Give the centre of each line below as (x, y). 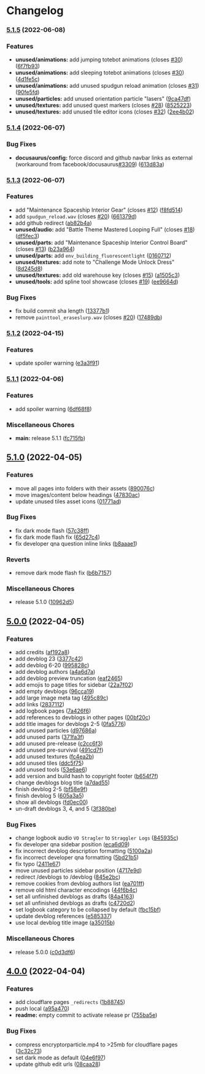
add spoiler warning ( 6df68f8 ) (53, 409)
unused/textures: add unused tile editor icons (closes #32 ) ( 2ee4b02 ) (105, 112)
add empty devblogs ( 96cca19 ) (55, 692)
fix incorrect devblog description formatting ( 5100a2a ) (84, 851)
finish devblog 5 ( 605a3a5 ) (49, 796)
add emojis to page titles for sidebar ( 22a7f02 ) (74, 685)
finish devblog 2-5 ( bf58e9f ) (51, 789)
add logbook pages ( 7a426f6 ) (53, 711)
